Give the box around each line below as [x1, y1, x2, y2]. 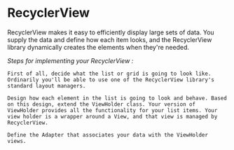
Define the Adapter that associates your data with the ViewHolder [7, 131, 209, 138]
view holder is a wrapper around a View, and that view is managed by [7, 113, 218, 120]
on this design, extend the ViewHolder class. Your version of [7, 100, 196, 108]
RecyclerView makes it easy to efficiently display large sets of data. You [7, 28, 215, 36]
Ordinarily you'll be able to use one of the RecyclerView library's [7, 76, 215, 83]
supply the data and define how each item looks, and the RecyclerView [7, 35, 212, 43]
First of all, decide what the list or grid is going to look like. [7, 70, 212, 77]
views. [7, 137, 27, 144]
